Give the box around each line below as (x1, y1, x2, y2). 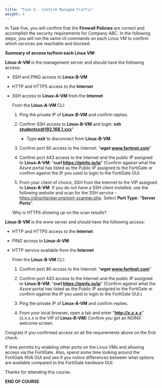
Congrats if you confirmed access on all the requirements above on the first (5, 329, 156, 335)
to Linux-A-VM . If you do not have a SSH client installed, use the (19, 184, 148, 190)
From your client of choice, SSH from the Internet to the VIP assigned (19, 179, 157, 185)
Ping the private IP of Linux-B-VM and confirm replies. (19, 111, 129, 117)
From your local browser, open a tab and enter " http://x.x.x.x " (19, 310, 144, 316)
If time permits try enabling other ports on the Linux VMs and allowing (5, 344, 144, 350)
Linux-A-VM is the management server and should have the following (5, 59, 144, 65)
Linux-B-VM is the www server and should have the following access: (5, 219, 145, 225)
